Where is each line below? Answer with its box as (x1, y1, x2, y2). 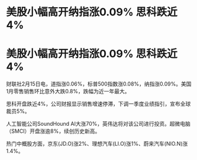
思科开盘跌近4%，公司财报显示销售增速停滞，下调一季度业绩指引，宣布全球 (6, 100, 191, 107)
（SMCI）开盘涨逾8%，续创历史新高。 (6, 128, 101, 135)
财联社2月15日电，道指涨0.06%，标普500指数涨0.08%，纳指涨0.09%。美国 (6, 80, 192, 87)
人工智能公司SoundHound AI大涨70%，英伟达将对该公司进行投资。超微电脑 (6, 120, 191, 128)
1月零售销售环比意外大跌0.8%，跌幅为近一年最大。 (6, 88, 130, 95)
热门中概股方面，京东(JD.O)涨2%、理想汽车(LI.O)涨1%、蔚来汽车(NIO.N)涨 (6, 140, 188, 148)
